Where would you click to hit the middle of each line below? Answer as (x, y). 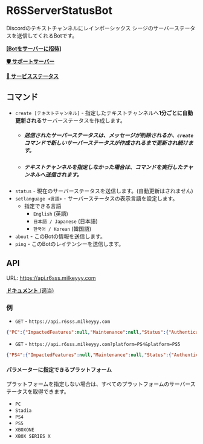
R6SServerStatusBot (60, 11)
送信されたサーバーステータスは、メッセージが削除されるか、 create (109, 135)
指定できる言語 (43, 206)
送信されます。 (63, 174)
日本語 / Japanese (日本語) (65, 221)
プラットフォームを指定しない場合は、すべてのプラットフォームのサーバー (98, 384)
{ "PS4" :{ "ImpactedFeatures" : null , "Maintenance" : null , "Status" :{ (89, 355)
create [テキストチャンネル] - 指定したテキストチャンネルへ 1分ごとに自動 (104, 113)
